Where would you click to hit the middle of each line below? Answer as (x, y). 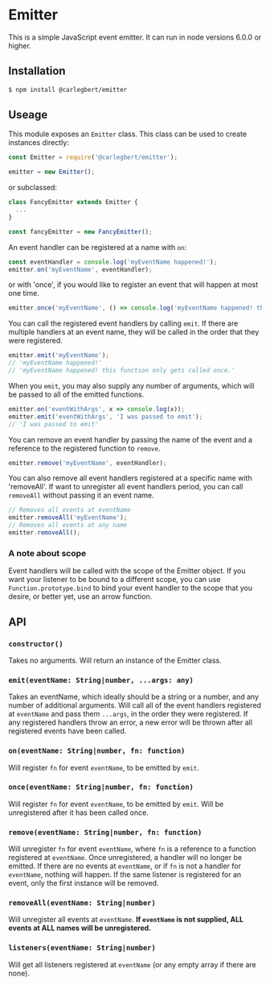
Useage (28, 115)
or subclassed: (33, 188)
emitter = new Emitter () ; (51, 172)
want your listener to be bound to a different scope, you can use (115, 580)
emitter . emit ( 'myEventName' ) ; (59, 355)
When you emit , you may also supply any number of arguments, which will (131, 385)
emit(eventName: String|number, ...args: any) (101, 680)
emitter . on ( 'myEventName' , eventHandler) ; (80, 269)
